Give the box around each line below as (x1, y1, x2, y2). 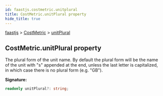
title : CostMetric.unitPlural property (5, 12, 87, 17)
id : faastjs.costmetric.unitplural (5, 7, 78, 12)
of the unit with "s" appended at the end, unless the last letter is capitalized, (5, 62, 158, 68)
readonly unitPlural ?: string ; (5, 86, 69, 91)
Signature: (5, 77, 27, 83)
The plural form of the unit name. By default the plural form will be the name (5, 57, 158, 63)
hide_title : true (5, 16, 41, 21)
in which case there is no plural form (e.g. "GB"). (5, 67, 103, 73)
